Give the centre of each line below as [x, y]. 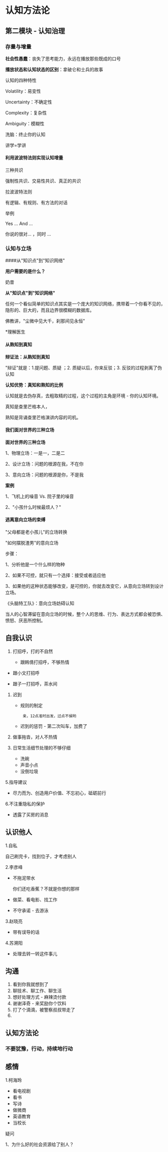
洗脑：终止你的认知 [25, 134]
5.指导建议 [16, 782]
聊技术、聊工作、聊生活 [37, 991]
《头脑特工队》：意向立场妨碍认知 [40, 603]
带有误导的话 [26, 932]
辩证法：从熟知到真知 [27, 356]
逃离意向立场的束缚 [25, 519]
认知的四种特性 [21, 80]
